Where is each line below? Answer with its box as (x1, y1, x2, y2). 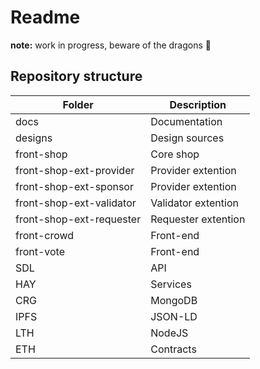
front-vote (15, 244, 66, 258)
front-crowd (15, 228, 75, 242)
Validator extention (150, 196, 239, 210)
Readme (10, 6, 81, 29)
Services (150, 277, 192, 291)
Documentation (150, 114, 223, 128)
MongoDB (150, 293, 198, 307)
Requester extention (150, 212, 246, 226)
